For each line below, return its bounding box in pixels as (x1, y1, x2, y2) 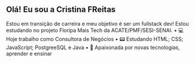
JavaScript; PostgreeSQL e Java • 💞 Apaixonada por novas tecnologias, (6, 44, 180, 51)
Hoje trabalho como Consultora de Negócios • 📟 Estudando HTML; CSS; (6, 35, 184, 43)
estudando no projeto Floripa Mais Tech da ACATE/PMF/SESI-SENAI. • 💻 (6, 26, 184, 34)
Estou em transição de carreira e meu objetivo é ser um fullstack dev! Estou (6, 20, 189, 27)
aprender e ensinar (6, 50, 52, 57)
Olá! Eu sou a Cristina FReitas (6, 5, 116, 15)
